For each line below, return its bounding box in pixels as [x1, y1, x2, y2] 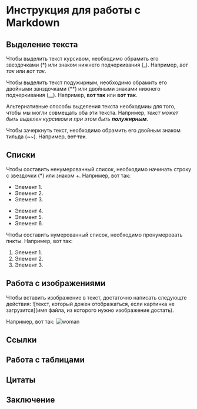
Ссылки [6, 335, 37, 345]
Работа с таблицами [6, 355, 85, 365]
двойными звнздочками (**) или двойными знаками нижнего [6, 85, 161, 92]
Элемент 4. [14, 207, 44, 214]
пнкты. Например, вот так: [6, 237, 73, 244]
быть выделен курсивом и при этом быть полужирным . [6, 115, 149, 122]
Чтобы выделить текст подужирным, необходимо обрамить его [6, 79, 168, 86]
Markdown [6, 16, 60, 29]
